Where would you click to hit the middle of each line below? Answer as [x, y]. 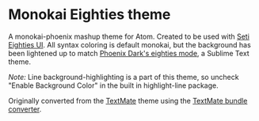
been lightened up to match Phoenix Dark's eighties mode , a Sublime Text [129, 53]
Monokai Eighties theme [90, 15]
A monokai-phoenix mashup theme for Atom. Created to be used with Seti [129, 36]
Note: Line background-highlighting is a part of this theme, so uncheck [124, 77]
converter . [25, 109]
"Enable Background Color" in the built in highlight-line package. [114, 85]
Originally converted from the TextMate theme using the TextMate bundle [128, 100]
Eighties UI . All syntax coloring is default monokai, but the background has [129, 44]
